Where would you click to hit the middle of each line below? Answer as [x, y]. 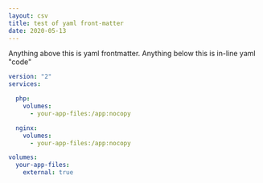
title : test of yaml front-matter [66, 23]
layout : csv [28, 16]
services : [25, 84]
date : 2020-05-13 [37, 31]
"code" [20, 62]
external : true [48, 173]
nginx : [27, 128]
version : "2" [30, 77]
